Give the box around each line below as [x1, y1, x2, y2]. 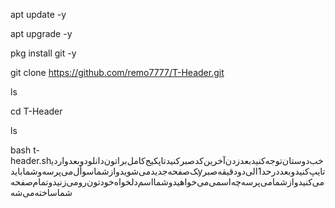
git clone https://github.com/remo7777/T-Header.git [10, 67, 225, 78]
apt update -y [10, 9, 67, 20]
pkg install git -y [10, 47, 77, 59]
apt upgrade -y [10, 28, 73, 39]
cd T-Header [10, 105, 63, 117]
